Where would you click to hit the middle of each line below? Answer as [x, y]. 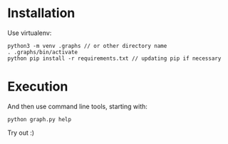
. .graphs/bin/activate [43, 52]
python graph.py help [40, 119]
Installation [41, 13]
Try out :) [21, 133]
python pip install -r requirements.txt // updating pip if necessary [114, 58]
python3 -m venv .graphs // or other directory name [87, 46]
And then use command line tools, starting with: [78, 106]
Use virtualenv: [30, 33]
